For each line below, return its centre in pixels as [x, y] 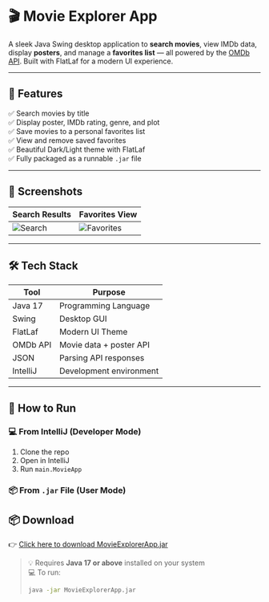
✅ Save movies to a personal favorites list [77, 131]
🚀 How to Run [42, 408]
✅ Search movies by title [49, 113]
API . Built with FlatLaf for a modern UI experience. [91, 61]
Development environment [109, 371]
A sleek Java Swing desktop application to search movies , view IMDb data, [133, 44]
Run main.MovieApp [51, 469]
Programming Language [104, 306]
